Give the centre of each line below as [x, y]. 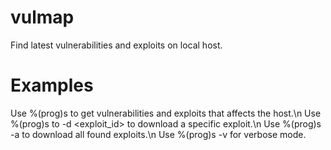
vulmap [42, 17]
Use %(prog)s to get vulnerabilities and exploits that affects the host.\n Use [166, 113]
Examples [52, 85]
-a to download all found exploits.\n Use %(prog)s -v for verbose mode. [158, 134]
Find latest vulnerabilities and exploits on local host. [116, 45]
